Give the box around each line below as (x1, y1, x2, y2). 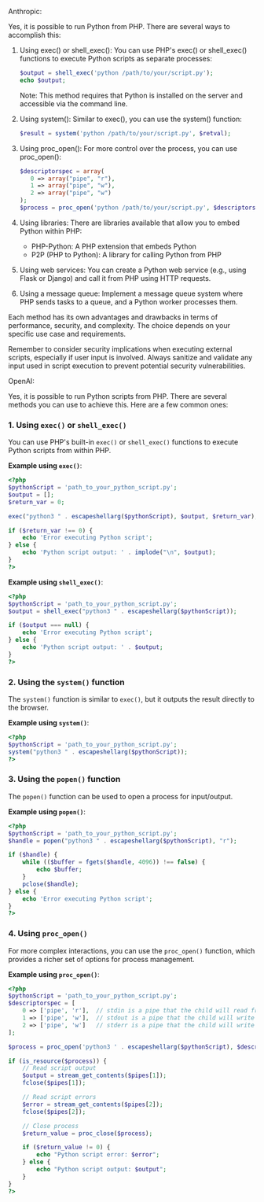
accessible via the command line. (19, 98, 128, 109)
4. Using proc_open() (8, 928, 88, 939)
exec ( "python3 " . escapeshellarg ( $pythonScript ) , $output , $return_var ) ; (8, 512, 258, 520)
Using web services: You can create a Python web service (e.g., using (19, 265, 247, 275)
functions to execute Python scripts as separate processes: (19, 54, 212, 63)
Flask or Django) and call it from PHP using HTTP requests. (19, 273, 211, 282)
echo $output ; (19, 76, 66, 84)
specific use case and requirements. (8, 329, 126, 338)
